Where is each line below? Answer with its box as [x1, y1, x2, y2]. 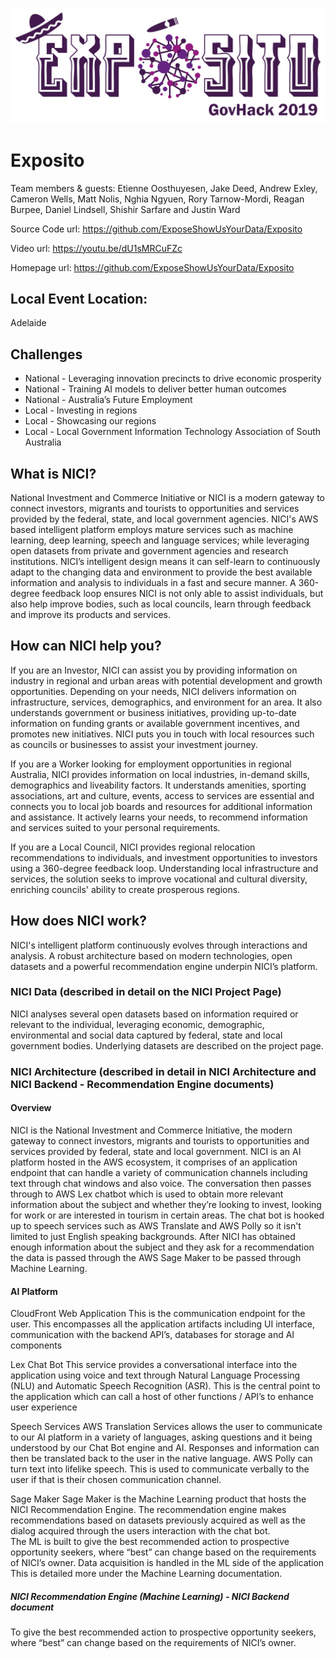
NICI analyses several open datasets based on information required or [10, 1008, 299, 1020]
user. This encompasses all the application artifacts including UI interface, [10, 1318, 315, 1330]
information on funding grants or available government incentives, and [10, 717, 300, 729]
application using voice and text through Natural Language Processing [10, 1369, 301, 1382]
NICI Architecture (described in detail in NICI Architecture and [10, 1064, 317, 1078]
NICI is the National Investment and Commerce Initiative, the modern [10, 1124, 293, 1136]
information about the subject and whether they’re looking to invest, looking [10, 1198, 322, 1210]
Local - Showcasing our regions [24, 415, 157, 427]
